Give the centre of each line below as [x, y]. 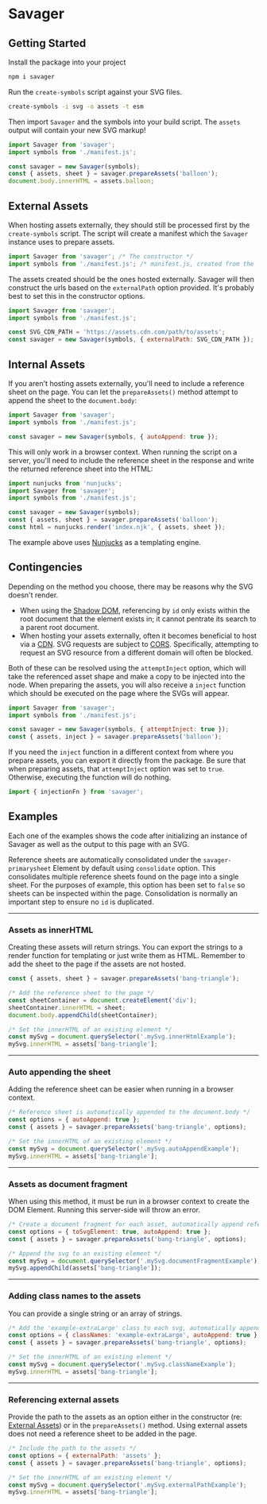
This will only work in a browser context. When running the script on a [123, 452]
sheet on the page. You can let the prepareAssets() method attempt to [123, 392]
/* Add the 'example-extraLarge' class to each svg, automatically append [135, 1328]
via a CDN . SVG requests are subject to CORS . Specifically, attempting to [139, 644]
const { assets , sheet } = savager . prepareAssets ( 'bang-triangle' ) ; [124, 979]
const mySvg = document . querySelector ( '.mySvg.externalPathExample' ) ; [128, 1485]
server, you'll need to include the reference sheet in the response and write [131, 460]
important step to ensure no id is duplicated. [81, 902]
